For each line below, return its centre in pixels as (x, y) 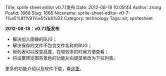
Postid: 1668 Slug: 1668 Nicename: (41, 13)
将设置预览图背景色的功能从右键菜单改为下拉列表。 (65, 58)
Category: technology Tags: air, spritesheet (108, 18)
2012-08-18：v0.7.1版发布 (32, 28)
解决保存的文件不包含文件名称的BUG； (52, 45)
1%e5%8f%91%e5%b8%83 (34, 18)
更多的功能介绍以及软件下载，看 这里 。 (44, 68)
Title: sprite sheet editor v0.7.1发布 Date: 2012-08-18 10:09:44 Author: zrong (83, 7)
